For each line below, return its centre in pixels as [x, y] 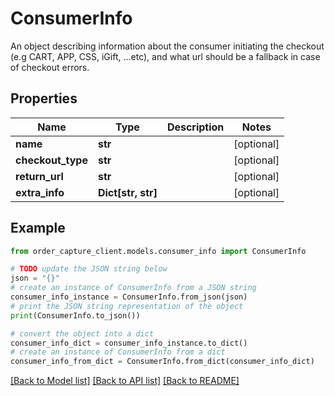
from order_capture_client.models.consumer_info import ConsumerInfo [158, 251]
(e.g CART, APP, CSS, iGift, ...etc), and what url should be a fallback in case [165, 56]
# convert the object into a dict [82, 333]
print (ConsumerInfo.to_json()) [75, 315]
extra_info [40, 192]
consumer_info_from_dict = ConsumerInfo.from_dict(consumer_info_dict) [162, 362]
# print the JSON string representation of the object [127, 306]
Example [38, 228]
